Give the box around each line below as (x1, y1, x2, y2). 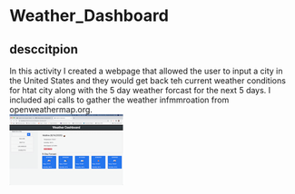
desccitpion (9, 42, 79, 57)
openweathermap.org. (9, 104, 93, 114)
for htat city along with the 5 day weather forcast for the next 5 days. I (9, 85, 271, 95)
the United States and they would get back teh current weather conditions (9, 75, 286, 86)
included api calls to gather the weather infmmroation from (9, 94, 230, 105)
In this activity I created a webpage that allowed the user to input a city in (9, 65, 283, 76)
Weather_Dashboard (9, 5, 170, 26)
